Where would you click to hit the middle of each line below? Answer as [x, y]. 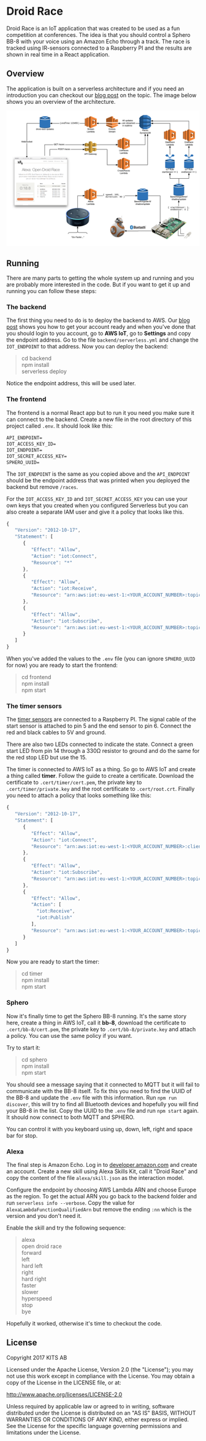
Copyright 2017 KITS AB [37, 1357]
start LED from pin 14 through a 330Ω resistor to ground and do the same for [103, 751]
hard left [32, 1266]
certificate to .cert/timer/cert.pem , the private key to [74, 782]
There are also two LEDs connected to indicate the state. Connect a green [100, 744]
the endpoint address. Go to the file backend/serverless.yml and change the [102, 340]
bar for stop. [22, 1136]
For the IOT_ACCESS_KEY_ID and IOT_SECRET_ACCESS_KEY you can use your [97, 498]
